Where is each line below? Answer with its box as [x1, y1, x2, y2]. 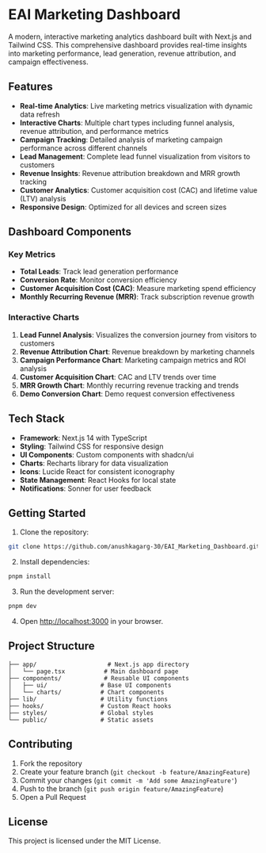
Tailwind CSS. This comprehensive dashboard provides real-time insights [8, 40, 248, 49]
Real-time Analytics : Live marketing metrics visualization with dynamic [19, 101, 253, 110]
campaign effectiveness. [8, 57, 89, 67]
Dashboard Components [8, 225, 132, 239]
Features [8, 80, 53, 94]
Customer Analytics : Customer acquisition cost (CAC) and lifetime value [19, 185, 258, 195]
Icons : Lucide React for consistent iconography [19, 466, 176, 476]
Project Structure [8, 640, 95, 653]
